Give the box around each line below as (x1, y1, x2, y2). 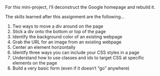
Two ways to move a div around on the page (12, 23, 103, 29)
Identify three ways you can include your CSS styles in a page (12, 49, 140, 55)
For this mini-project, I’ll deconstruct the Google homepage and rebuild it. (5, 4, 156, 10)
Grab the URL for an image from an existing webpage (12, 39, 122, 45)
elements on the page (12, 60, 57, 66)
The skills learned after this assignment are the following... (5, 14, 125, 19)
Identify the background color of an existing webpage (12, 34, 123, 39)
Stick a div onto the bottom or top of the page (12, 29, 106, 34)
